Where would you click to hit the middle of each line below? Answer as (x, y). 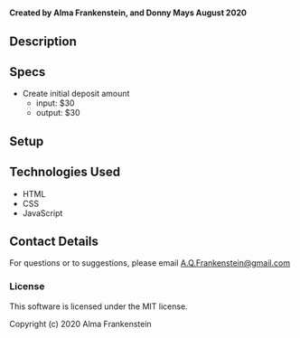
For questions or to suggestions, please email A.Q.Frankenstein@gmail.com (150, 263)
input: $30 (55, 103)
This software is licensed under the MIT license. (98, 306)
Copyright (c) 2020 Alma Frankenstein (80, 324)
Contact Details (54, 241)
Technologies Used (65, 172)
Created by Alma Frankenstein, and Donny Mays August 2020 (128, 13)
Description (43, 41)
